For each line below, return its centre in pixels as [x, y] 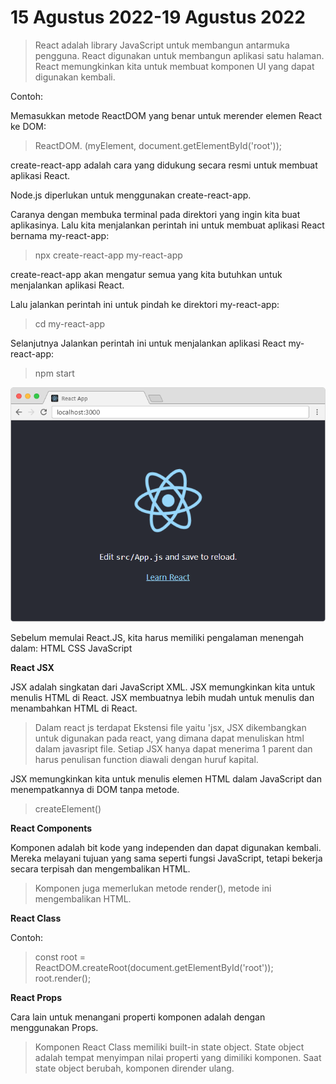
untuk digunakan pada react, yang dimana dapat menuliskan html [169, 738]
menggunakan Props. [54, 1027]
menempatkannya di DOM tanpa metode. [95, 789]
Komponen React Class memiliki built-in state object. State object [169, 1047]
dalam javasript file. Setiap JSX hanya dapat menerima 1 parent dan [173, 748]
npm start [54, 373]
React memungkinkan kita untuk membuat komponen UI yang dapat [174, 66]
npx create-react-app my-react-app [108, 255]
